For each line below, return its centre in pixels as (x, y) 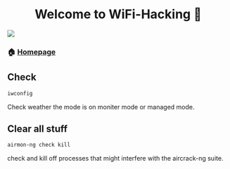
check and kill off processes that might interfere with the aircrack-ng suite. (115, 158)
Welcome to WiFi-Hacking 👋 (118, 14)
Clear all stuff (38, 129)
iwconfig (20, 93)
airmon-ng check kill (39, 145)
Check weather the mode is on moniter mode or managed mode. (101, 107)
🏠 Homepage (32, 52)
